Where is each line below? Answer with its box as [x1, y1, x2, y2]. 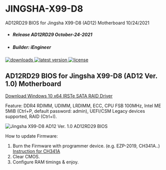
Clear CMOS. [12, 154, 40, 160]
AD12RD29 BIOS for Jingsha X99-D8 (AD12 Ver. [5, 71, 158, 80]
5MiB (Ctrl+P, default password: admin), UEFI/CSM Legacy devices [5, 108, 145, 114]
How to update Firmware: [5, 133, 58, 139]
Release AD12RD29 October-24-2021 [12, 31, 92, 37]
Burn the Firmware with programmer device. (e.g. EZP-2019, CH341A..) [12, 143, 160, 149]
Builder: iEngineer [12, 44, 51, 50]
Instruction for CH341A [12, 148, 61, 154]
